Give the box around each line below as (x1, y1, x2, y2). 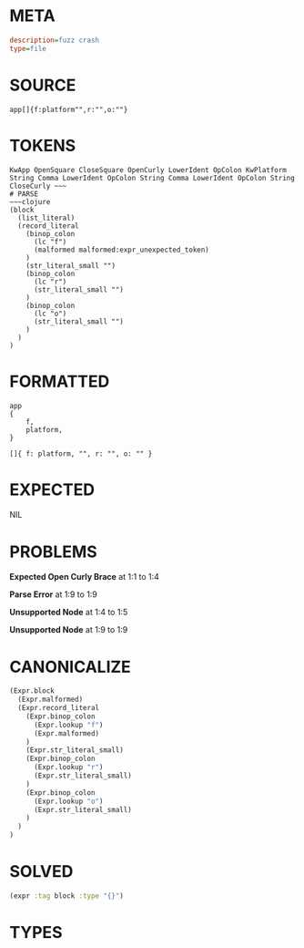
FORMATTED (9, 371, 110, 392)
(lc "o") (33, 309, 67, 318)
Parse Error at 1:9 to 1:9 (9, 589, 98, 600)
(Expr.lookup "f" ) (33, 720, 104, 729)
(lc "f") (33, 237, 67, 246)
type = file (9, 44, 47, 53)
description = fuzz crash (9, 36, 100, 45)
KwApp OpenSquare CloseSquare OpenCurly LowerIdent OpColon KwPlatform (9, 165, 287, 174)
